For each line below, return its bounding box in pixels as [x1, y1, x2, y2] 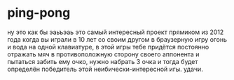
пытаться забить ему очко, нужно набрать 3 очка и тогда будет [7, 57, 198, 65]
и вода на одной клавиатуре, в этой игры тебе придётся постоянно [7, 42, 209, 51]
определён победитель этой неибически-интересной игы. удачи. [7, 65, 203, 73]
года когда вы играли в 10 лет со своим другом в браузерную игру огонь [7, 35, 228, 43]
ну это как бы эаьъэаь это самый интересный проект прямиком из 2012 [7, 28, 224, 36]
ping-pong [7, 5, 71, 21]
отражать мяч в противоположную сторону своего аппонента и [7, 50, 200, 58]
